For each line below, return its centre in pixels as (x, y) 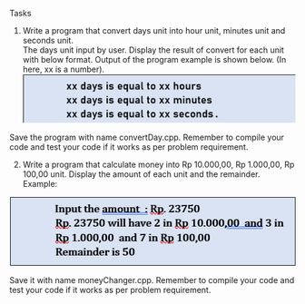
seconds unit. (48, 40)
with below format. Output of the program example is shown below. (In (154, 59)
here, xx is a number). (64, 69)
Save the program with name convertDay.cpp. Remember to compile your (147, 137)
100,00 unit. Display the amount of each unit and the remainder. (141, 174)
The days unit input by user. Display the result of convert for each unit (153, 50)
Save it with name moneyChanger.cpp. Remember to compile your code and (152, 279)
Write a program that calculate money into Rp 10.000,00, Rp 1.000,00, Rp (158, 165)
